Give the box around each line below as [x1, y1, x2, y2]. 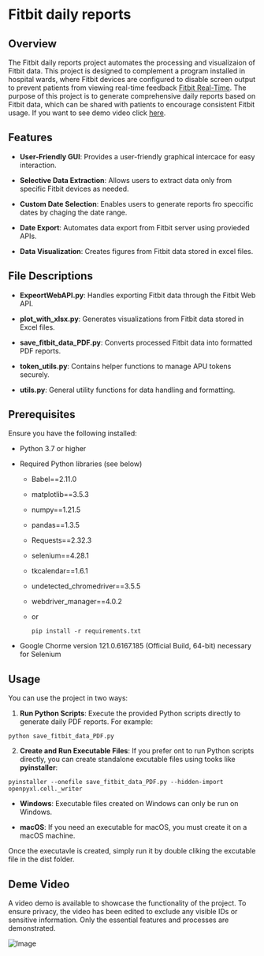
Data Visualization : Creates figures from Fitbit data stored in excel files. [19, 246, 254, 256]
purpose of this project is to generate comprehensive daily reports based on [8, 91, 256, 100]
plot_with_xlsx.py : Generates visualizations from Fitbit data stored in [19, 314, 244, 323]
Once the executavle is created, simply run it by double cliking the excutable [8, 846, 256, 856]
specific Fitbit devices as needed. [19, 184, 129, 193]
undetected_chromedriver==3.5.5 [31, 581, 141, 591]
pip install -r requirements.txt [31, 627, 142, 636]
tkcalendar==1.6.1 [31, 566, 88, 576]
